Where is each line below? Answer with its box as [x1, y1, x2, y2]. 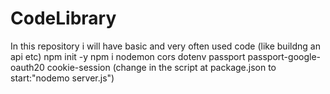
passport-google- [247, 50, 322, 62]
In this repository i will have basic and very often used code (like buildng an [10, 40, 321, 52]
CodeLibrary [10, 7, 117, 30]
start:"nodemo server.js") [10, 72, 115, 84]
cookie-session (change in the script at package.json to [46, 61, 277, 73]
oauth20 [10, 61, 45, 73]
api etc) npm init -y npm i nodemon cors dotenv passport [10, 50, 246, 62]
